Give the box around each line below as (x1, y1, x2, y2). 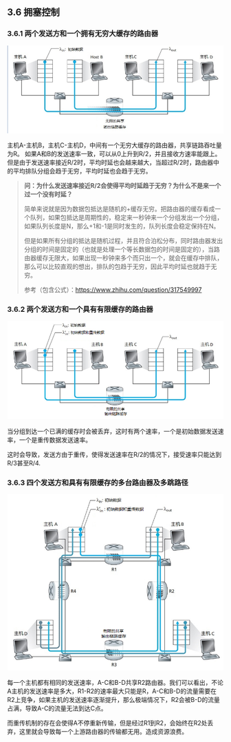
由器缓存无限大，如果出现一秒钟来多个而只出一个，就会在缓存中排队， (23, 253, 223, 262)
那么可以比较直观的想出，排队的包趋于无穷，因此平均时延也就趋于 (23, 262, 211, 271)
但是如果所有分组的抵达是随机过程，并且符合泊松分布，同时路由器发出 (23, 236, 223, 244)
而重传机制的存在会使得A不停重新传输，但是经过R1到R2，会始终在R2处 (7, 719, 208, 727)
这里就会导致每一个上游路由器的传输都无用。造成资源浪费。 (19, 727, 188, 735)
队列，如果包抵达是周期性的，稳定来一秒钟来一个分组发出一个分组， (30, 213, 223, 222)
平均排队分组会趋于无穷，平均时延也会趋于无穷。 (12, 167, 152, 175)
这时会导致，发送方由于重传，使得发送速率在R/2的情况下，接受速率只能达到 (7, 450, 222, 458)
